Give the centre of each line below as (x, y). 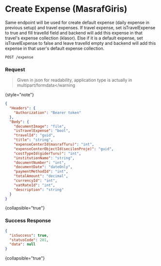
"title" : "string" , (33, 140)
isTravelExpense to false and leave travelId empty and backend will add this (80, 43)
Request (15, 69)
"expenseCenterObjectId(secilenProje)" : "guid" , (64, 149)
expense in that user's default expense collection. (55, 48)
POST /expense (19, 57)
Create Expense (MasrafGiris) (66, 9)
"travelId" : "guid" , (34, 135)
